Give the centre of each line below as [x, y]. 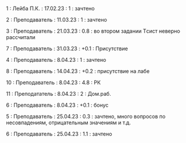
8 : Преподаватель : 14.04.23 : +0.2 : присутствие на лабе [78, 71]
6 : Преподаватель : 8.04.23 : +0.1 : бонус [57, 105]
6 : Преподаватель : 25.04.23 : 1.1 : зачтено [59, 134]
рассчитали [21, 37]
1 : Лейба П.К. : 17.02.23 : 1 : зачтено [51, 8]
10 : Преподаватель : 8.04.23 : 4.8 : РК [54, 82]
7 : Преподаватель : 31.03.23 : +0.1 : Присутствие [67, 48]
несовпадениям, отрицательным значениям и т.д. [69, 123]
